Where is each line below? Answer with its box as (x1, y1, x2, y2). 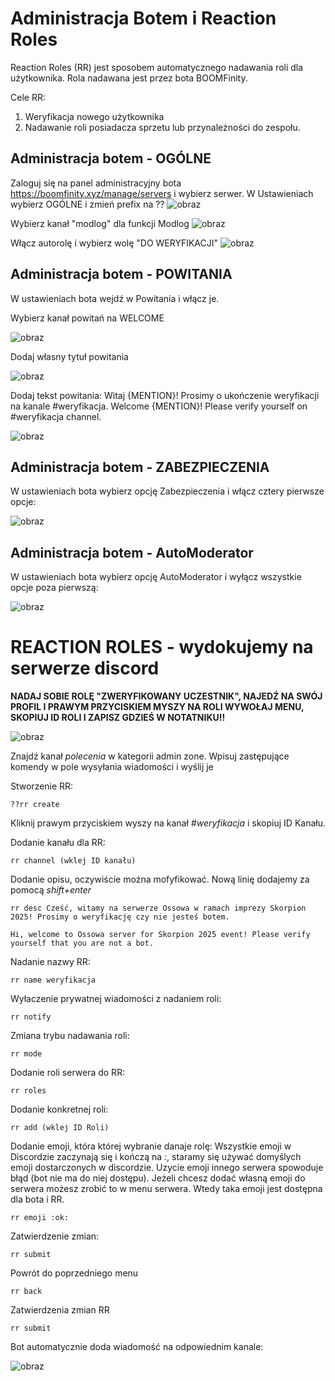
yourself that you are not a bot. (10, 938, 155, 949)
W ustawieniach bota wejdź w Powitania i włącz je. (10, 292, 220, 304)
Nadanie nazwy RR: (10, 956, 91, 968)
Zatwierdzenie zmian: (10, 1230, 100, 1242)
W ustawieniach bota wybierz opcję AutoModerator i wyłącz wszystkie (10, 571, 302, 583)
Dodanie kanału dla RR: (10, 837, 106, 849)
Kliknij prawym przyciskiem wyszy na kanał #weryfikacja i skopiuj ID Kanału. (10, 817, 326, 829)
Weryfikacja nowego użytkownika (24, 110, 165, 122)
